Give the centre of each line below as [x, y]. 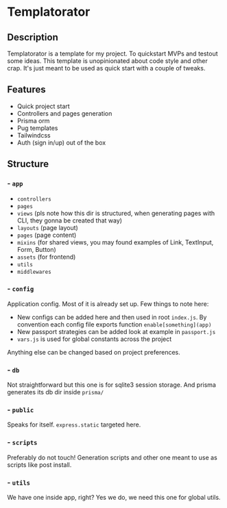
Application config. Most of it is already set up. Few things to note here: [108, 304]
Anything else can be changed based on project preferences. [94, 352]
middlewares [34, 272]
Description [33, 37]
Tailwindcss [34, 135]
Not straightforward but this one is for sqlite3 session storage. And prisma [111, 385]
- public [21, 410]
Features [26, 90]
